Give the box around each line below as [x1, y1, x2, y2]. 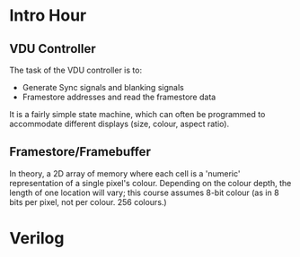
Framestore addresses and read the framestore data [22, 91, 216, 102]
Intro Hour [9, 5, 87, 26]
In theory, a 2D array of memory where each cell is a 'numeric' [9, 167, 241, 179]
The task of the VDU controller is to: [9, 64, 142, 75]
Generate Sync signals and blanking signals [22, 82, 184, 92]
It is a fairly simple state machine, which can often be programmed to [9, 109, 266, 119]
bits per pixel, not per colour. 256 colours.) [9, 196, 168, 207]
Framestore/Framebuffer [9, 144, 151, 159]
